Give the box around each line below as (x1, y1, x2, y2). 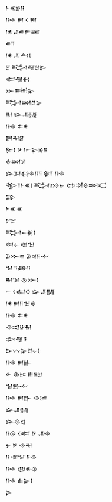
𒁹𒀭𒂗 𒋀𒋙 (5, 52, 32, 58)
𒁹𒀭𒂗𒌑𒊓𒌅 (5, 28, 41, 35)
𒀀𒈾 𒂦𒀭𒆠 (5, 465, 38, 472)
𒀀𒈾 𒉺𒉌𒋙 (5, 477, 33, 484)
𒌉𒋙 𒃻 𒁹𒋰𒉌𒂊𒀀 (5, 146, 48, 153)
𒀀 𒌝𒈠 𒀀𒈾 (5, 454, 37, 460)
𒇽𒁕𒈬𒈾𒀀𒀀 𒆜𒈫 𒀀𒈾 (5, 170, 65, 177)
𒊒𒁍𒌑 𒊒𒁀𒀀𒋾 (5, 253, 50, 259)
